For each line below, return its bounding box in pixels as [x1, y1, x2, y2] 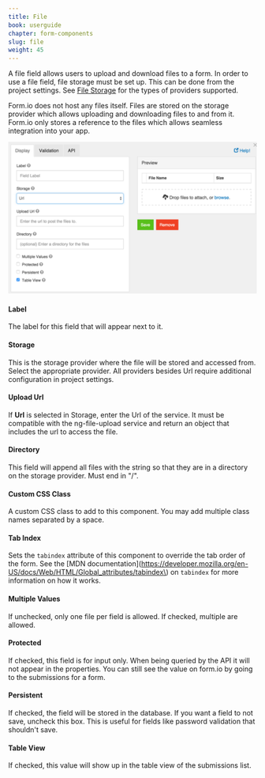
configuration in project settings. [8, 374, 114, 383]
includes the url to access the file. [8, 427, 118, 436]
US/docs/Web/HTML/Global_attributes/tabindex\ [8, 568, 166, 577]
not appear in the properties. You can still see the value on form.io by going [8, 664, 253, 674]
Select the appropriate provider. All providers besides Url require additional [8, 366, 252, 376]
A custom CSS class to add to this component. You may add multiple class [8, 507, 250, 516]
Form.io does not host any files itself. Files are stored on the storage [8, 101, 230, 111]
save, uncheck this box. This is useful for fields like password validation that [8, 716, 256, 727]
